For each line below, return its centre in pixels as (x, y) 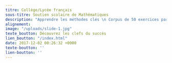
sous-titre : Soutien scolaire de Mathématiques (57, 15)
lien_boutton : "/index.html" (36, 39)
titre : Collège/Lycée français (39, 10)
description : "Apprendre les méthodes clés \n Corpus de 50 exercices (82, 19)
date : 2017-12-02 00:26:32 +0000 (41, 43)
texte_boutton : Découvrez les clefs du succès (56, 34)
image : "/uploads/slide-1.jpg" (39, 29)
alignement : (18, 24)
